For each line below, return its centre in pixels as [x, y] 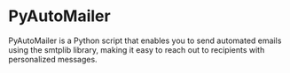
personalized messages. [53, 59]
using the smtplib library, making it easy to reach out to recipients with [137, 49]
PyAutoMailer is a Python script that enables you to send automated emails [145, 40]
